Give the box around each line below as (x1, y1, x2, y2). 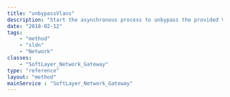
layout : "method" (7, 73, 57, 81)
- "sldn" (19, 42, 44, 48)
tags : (7, 29, 23, 36)
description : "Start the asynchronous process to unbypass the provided (7, 16, 219, 23)
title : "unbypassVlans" (7, 10, 75, 17)
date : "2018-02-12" (7, 23, 63, 29)
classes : (7, 55, 32, 61)
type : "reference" (7, 67, 60, 74)
